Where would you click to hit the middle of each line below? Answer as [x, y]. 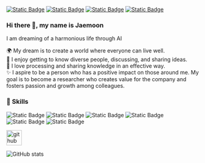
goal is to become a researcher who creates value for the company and [96, 79]
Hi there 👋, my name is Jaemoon [55, 25]
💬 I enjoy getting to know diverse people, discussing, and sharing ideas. [97, 60]
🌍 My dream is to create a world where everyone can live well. [86, 51]
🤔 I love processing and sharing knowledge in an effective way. [86, 66]
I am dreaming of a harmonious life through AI [64, 38]
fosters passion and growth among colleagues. [65, 86]
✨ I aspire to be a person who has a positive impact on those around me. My [102, 73]
